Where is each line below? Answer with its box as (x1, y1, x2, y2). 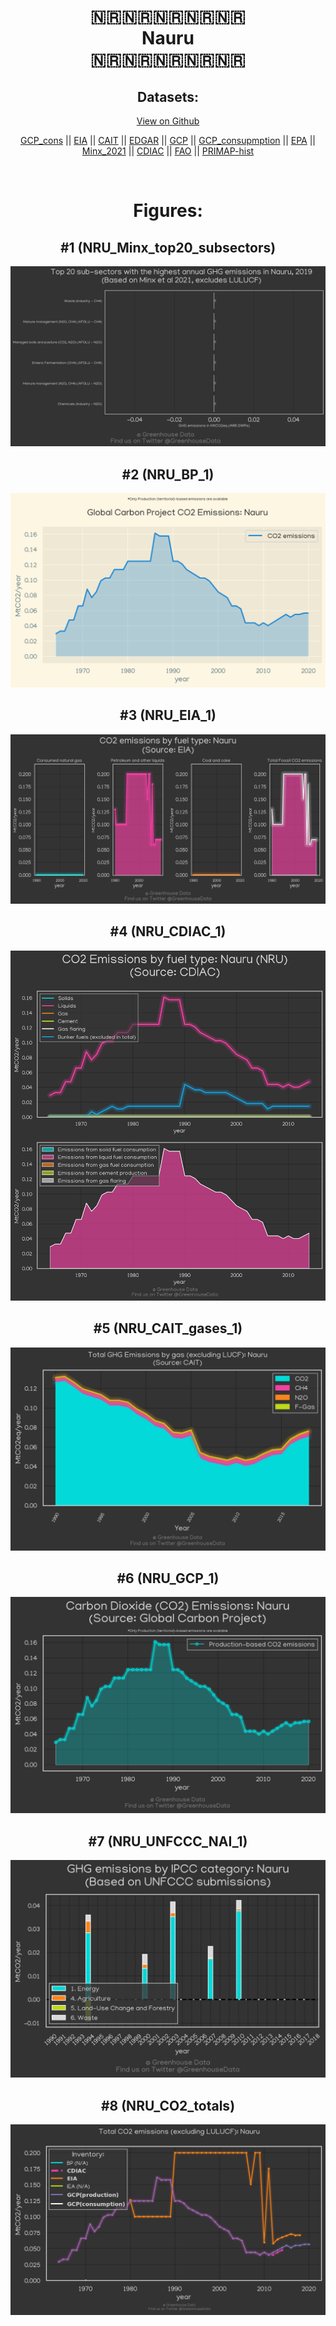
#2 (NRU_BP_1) (121, 466, 215, 483)
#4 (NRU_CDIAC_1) (109, 923, 227, 940)
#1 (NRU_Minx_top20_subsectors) (59, 239, 277, 256)
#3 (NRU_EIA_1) (119, 707, 217, 724)
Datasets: (137, 88, 199, 105)
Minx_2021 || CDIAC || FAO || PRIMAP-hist (81, 145, 255, 157)
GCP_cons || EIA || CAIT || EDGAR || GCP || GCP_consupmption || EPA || (19, 135, 316, 146)
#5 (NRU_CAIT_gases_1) (93, 1320, 243, 1337)
